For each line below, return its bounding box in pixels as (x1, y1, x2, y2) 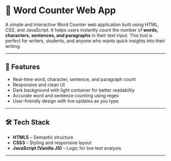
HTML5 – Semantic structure (12, 134, 74, 140)
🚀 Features (5, 63, 40, 71)
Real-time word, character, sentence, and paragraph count (12, 76, 136, 82)
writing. (5, 43, 21, 49)
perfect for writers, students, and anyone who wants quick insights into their (5, 38, 165, 44)
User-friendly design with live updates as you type (12, 98, 119, 104)
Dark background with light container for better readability (12, 87, 135, 93)
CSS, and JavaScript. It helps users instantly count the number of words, (5, 26, 159, 33)
